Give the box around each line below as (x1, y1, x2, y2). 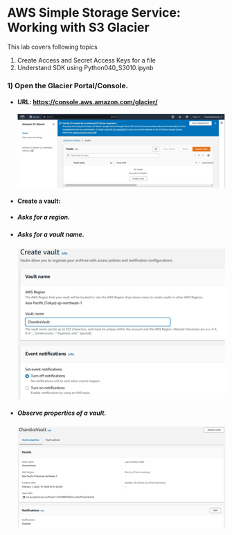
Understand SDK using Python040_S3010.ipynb (17, 63, 154, 72)
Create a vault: (17, 197, 61, 206)
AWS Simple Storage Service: (7, 5, 181, 21)
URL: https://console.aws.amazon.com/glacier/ (17, 98, 158, 106)
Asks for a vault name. (17, 231, 84, 239)
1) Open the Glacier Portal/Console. (7, 81, 129, 90)
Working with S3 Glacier (7, 19, 150, 35)
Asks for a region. (17, 213, 71, 221)
